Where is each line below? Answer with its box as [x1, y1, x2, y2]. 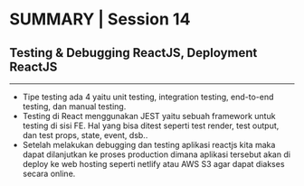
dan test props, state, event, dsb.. [22, 130, 148, 140]
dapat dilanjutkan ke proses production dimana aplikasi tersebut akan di [22, 149, 291, 160]
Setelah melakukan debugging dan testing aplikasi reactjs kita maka [22, 140, 276, 150]
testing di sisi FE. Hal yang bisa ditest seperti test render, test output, [22, 120, 280, 131]
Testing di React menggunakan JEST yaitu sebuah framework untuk [22, 111, 276, 121]
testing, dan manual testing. [22, 101, 127, 112]
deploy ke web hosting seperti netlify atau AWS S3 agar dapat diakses [22, 159, 285, 169]
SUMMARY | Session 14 [9, 9, 191, 30]
